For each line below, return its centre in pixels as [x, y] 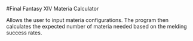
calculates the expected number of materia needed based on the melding [96, 26]
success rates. [24, 33]
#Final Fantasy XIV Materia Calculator [53, 9]
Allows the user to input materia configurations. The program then [88, 20]
